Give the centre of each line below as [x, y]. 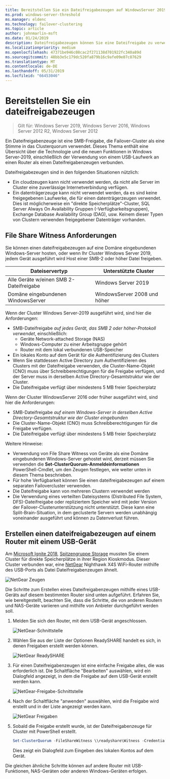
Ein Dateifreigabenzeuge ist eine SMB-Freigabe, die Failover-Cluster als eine [85, 141]
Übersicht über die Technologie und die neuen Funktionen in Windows [79, 151]
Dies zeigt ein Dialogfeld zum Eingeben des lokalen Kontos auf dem [83, 751]
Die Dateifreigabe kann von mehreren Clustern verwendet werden [81, 491]
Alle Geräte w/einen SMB [37, 279]
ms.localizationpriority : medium [40, 48]
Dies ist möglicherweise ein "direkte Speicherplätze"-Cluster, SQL [81, 203]
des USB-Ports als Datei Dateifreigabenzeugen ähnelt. [62, 570]
